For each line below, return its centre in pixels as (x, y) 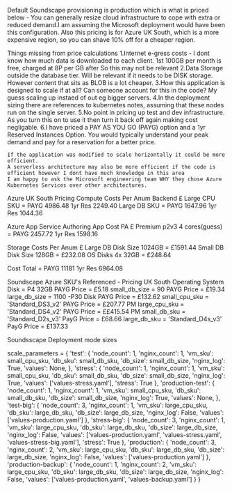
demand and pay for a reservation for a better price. (82, 142)
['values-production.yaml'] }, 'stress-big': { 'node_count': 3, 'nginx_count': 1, (116, 420)
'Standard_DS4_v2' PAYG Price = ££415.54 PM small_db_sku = (97, 312)
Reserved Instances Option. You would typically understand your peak (108, 135)
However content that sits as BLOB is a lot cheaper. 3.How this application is (116, 83)
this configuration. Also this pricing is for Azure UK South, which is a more (113, 32)
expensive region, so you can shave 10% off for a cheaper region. (101, 40)
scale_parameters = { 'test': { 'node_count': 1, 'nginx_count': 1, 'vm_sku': (110, 353)
